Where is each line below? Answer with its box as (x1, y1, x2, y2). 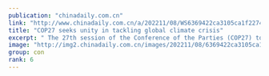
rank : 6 (8, 56, 34, 64)
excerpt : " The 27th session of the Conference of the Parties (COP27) (8, 33, 252, 42)
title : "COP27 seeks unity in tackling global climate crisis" (8, 26, 224, 34)
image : (8, 41, 30, 49)
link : (8, 19, 26, 27)
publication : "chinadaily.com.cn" (8, 11, 124, 20)
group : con (8, 48, 45, 56)
